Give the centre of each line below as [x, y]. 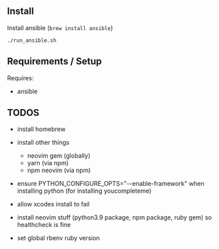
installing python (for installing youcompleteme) [84, 191]
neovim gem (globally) [59, 156]
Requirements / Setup [55, 61]
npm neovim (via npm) [59, 170]
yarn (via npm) [48, 163]
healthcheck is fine [44, 225]
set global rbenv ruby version [59, 238]
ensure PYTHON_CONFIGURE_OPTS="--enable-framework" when [111, 184]
